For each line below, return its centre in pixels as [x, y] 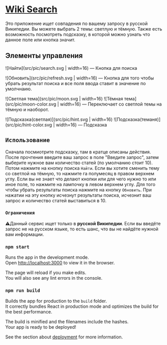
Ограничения [20, 213]
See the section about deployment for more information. [64, 337]
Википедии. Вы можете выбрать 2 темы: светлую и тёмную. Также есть [84, 29]
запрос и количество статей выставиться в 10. [56, 200]
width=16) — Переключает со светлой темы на [111, 104]
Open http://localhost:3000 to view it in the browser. [60, 263]
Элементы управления [44, 56]
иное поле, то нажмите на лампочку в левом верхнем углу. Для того [80, 184]
